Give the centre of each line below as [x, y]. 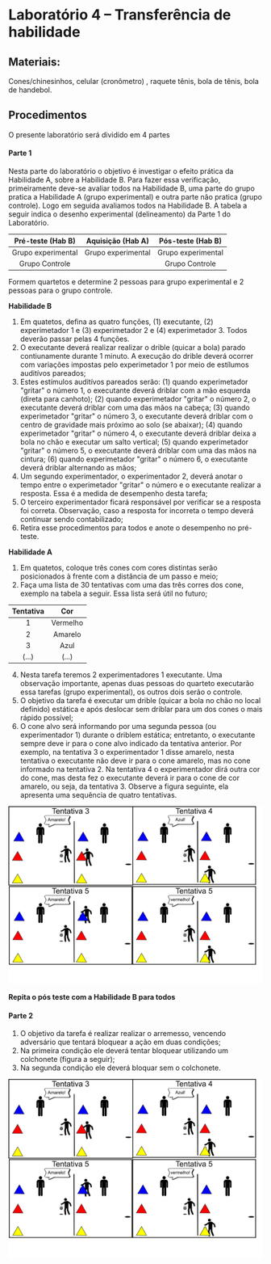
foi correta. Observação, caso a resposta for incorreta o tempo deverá [137, 510]
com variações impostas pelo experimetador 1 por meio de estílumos [134, 364]
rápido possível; [47, 718]
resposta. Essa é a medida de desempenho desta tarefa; [114, 493]
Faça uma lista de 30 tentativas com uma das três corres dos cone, [132, 584]
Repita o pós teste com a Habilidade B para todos [92, 997]
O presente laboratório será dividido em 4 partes [90, 134]
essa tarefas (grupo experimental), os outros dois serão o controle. [131, 692]
